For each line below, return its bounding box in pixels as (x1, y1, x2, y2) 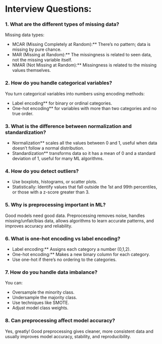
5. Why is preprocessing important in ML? (5, 201, 106, 208)
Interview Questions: (5, 3, 91, 15)
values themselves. (12, 67, 51, 73)
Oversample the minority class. (12, 289, 74, 295)
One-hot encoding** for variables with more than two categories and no (12, 105, 157, 111)
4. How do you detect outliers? (5, 168, 79, 174)
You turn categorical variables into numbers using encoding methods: (5, 90, 145, 96)
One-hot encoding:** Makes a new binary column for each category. (12, 251, 150, 257)
